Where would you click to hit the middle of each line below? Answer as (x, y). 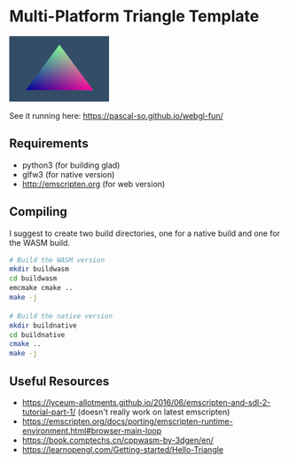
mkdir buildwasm (39, 269)
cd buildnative (37, 334)
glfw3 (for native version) (68, 174)
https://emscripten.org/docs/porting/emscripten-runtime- (127, 421)
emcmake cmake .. (41, 288)
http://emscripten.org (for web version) (94, 184)
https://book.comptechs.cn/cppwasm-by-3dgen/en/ (118, 440)
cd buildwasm (33, 279)
